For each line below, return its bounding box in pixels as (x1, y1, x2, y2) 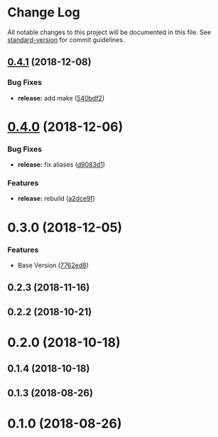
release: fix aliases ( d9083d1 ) (17, 160, 105, 169)
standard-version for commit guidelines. (7, 35, 125, 43)
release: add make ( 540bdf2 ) (17, 93, 105, 102)
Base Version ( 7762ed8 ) (17, 261, 89, 269)
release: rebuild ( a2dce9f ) (17, 194, 96, 203)
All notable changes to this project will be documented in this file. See (7, 28, 212, 36)
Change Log (7, 4, 80, 21)
